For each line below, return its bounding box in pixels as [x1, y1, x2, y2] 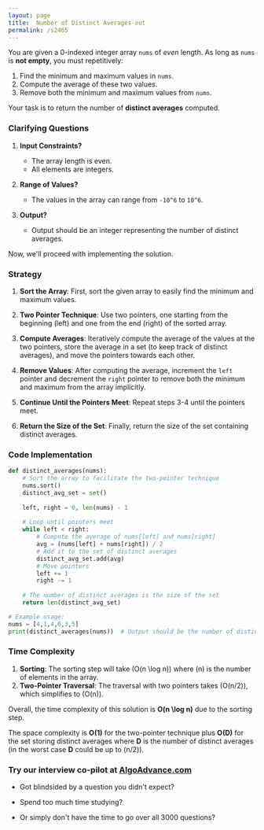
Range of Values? [19, 179, 79, 189]
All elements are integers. [31, 164, 114, 174]
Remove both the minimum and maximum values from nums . [19, 88, 212, 98]
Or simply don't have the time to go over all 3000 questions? [19, 813, 216, 822]
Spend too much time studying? [19, 798, 123, 807]
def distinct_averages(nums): [8, 467, 108, 475]
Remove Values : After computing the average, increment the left [19, 365, 233, 374]
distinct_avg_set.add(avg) [36, 555, 125, 563]
